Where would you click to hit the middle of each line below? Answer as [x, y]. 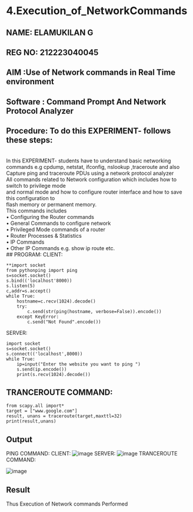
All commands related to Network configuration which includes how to [91, 179]
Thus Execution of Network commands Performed [67, 504]
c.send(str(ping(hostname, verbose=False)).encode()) [94, 311]
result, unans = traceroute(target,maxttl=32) [64, 416]
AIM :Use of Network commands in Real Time [91, 73]
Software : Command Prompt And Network [86, 102]
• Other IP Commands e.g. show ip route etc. [61, 248]
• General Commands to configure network [59, 223]
